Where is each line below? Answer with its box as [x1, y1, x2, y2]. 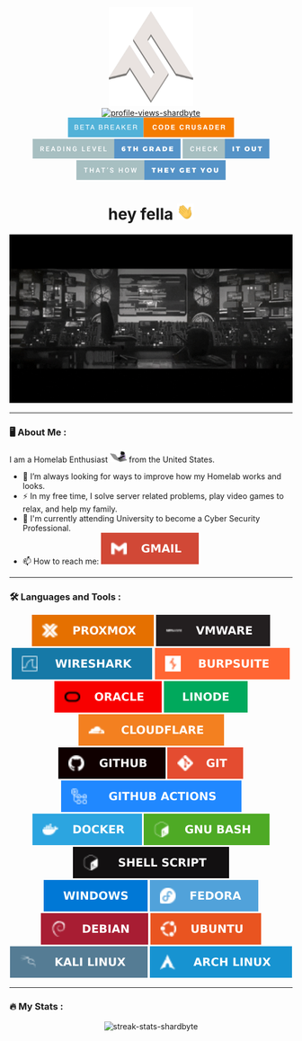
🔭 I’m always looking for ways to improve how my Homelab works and [22, 471, 281, 482]
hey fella [107, 204, 173, 225]
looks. [22, 481, 46, 492]
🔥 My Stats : [9, 1001, 64, 1013]
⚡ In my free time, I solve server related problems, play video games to [22, 491, 285, 502]
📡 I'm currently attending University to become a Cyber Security [22, 513, 261, 524]
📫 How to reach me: [22, 556, 100, 567]
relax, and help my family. [22, 503, 118, 514]
